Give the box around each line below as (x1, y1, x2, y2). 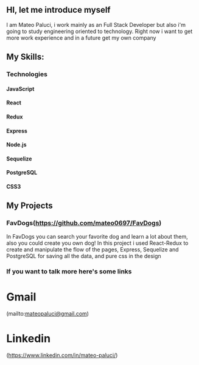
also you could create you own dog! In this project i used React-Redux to (6, 239, 189, 247)
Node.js (6, 141, 27, 148)
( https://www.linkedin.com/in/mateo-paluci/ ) (6, 352, 118, 359)
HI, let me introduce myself (6, 5, 111, 15)
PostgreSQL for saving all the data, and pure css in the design (6, 252, 161, 259)
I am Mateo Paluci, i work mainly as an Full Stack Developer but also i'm (6, 21, 186, 28)
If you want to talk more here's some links (6, 267, 132, 276)
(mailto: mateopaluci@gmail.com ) (6, 310, 89, 317)
